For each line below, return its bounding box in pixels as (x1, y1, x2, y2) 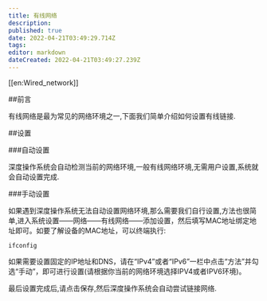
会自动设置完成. (8, 172, 60, 182)
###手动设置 (8, 189, 50, 198)
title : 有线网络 (8, 11, 57, 20)
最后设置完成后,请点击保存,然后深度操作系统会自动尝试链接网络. (8, 283, 218, 293)
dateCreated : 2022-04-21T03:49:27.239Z (8, 57, 141, 64)
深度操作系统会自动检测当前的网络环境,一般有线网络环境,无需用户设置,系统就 (8, 162, 259, 171)
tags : (8, 41, 26, 49)
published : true (8, 26, 62, 34)
